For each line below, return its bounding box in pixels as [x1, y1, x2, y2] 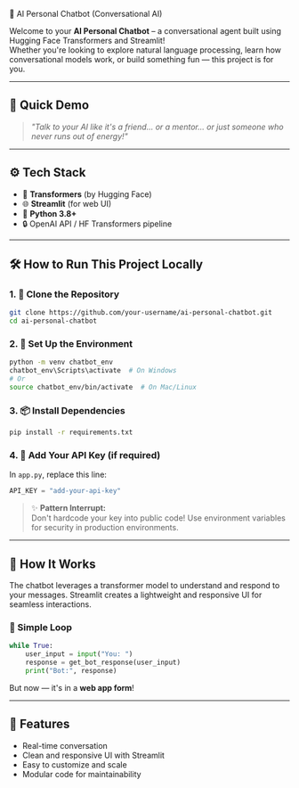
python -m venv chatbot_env [9, 357, 114, 367]
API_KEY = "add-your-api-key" [9, 487, 122, 496]
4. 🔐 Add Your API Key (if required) [9, 448, 161, 461]
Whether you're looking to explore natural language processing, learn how [9, 45, 282, 55]
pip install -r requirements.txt [9, 428, 133, 437]
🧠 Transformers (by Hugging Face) [21, 188, 153, 200]
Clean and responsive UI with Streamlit [21, 750, 165, 760]
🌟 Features [9, 717, 70, 732]
